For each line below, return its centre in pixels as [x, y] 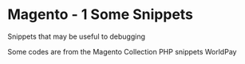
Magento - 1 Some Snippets [100, 15]
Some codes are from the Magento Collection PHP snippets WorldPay [122, 51]
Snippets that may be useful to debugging [76, 36]
